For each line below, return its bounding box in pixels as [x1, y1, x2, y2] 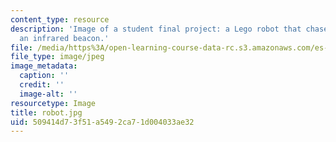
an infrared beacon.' [19, 33, 110, 43]
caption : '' [19, 71, 70, 81]
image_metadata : [10, 61, 78, 71]
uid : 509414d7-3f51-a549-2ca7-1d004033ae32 [10, 117, 195, 127]
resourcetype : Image [10, 98, 97, 108]
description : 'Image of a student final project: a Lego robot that [10, 24, 302, 34]
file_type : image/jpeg [10, 52, 105, 62]
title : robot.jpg [10, 107, 83, 118]
